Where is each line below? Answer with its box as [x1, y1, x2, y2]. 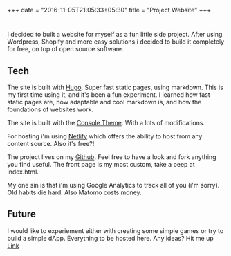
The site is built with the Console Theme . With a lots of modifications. [7, 119, 205, 127]
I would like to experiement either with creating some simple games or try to [7, 226, 224, 235]
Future [7, 208, 37, 220]
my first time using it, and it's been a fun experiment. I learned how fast [7, 91, 211, 99]
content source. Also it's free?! [7, 140, 95, 147]
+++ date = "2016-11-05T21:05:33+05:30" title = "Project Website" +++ [7, 6, 212, 14]
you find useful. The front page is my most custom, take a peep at [7, 161, 195, 168]
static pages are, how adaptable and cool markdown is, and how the [7, 98, 202, 106]
